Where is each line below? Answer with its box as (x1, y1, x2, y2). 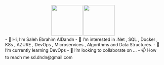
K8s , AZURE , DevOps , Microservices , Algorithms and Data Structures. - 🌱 (5, 42, 160, 47)
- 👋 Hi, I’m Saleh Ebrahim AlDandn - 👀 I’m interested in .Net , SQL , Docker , (5, 36, 158, 42)
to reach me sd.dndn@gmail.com (5, 54, 73, 60)
